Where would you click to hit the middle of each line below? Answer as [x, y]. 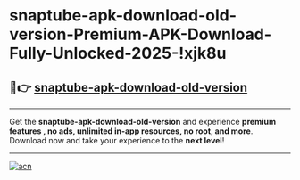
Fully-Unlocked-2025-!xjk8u [118, 53]
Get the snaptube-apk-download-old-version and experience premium [143, 122]
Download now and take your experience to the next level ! [117, 140]
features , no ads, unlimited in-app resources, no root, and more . [131, 131]
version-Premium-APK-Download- [141, 34]
